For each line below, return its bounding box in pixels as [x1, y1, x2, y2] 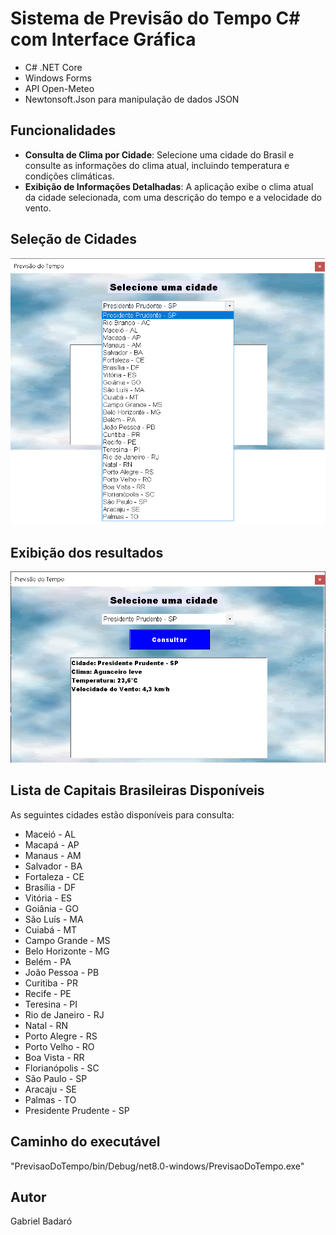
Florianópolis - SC [24, 1062, 100, 1074]
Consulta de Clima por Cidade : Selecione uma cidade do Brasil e [24, 148, 295, 161]
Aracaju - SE [24, 1083, 77, 1095]
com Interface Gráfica [10, 28, 197, 51]
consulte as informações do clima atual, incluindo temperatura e [24, 159, 290, 171]
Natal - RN [24, 1019, 68, 1031]
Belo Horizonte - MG [24, 945, 110, 957]
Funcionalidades [10, 122, 117, 139]
